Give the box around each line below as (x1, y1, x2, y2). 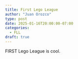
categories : (5, 26, 29, 30)
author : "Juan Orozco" (5, 12, 52, 17)
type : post (5, 16, 27, 21)
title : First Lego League (5, 7, 58, 12)
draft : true (5, 35, 29, 40)
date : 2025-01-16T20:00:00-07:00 (5, 21, 74, 26)
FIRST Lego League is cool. (5, 48, 60, 54)
